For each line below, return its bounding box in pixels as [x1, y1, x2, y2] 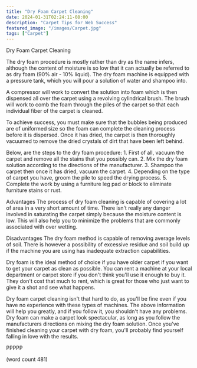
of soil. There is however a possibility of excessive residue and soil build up [6, 241, 189, 248]
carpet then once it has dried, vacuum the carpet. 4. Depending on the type [6, 168, 190, 175]
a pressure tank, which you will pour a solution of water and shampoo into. [6, 77, 188, 84]
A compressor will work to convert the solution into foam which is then [6, 89, 178, 96]
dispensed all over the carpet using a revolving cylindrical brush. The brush [6, 95, 190, 102]
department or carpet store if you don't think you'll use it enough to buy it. [6, 271, 186, 278]
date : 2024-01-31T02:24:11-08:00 [6, 14, 88, 20]
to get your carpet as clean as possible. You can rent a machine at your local [6, 265, 192, 272]
